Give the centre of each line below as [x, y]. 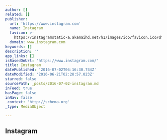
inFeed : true [19, 88]
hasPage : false [21, 93]
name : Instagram [26, 28]
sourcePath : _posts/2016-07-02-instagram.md [52, 83]
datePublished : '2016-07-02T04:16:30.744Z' [51, 70]
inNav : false [19, 97]
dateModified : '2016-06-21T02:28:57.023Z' [50, 74]
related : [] [17, 14]
